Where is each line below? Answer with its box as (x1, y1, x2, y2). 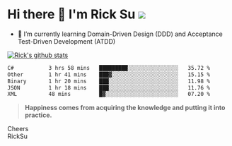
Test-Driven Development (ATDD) (17, 37, 116, 45)
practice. (24, 111, 52, 119)
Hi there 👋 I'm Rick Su (7, 6, 136, 23)
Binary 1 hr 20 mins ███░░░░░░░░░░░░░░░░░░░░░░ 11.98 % (7, 78, 211, 85)
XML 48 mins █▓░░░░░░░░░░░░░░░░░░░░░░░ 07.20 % (7, 91, 211, 98)
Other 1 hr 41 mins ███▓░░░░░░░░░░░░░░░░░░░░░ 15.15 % (7, 71, 211, 78)
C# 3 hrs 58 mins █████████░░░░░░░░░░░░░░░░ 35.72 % (7, 64, 211, 71)
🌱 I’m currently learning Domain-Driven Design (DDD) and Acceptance (17, 30, 223, 38)
